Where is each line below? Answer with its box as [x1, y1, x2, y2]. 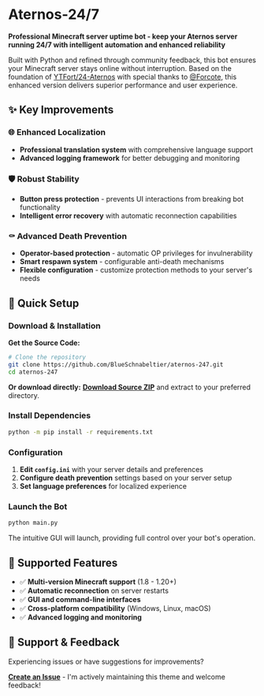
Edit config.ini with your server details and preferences [19, 465, 203, 474]
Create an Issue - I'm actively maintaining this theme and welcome [8, 672, 226, 681]
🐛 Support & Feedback [8, 636, 120, 649]
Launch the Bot [8, 501, 68, 512]
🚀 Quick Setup [8, 296, 80, 310]
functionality [19, 203, 61, 212]
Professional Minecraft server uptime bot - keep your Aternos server [8, 32, 238, 41]
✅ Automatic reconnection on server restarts [19, 586, 169, 595]
